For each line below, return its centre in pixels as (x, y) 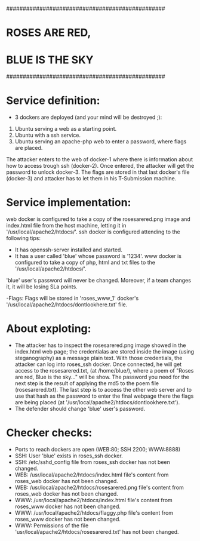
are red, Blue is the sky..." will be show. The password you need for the (102, 377)
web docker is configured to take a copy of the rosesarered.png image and (99, 219)
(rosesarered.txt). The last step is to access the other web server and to (103, 389)
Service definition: (53, 101)
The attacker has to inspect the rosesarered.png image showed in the (100, 345)
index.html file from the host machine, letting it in (66, 225)
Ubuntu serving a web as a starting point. (66, 129)
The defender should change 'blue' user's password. (80, 408)
